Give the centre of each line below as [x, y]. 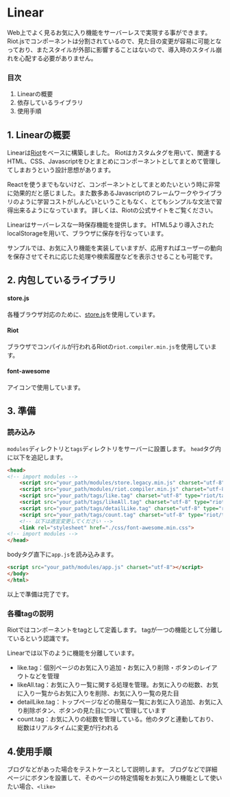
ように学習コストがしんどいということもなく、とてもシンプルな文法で [118, 202]
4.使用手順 [30, 751]
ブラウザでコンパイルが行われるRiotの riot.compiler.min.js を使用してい [109, 346]
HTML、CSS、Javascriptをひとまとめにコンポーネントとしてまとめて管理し [114, 161]
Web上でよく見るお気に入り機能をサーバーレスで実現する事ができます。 [109, 32]
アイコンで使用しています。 [46, 388]
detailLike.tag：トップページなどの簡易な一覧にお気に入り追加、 [108, 702]
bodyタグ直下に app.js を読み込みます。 [62, 555]
